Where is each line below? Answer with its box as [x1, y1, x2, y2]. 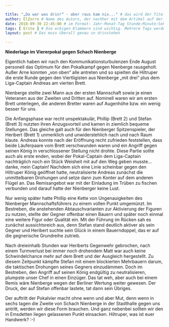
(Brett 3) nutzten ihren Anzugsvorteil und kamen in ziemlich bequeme [5, 121, 149, 127]
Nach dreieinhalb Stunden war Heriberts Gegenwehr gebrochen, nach [5, 243, 150, 249]
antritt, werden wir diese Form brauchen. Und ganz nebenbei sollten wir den [5, 306, 163, 312]
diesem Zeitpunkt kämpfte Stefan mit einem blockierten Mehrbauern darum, [5, 258, 163, 265]
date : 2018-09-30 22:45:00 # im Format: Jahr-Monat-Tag [5, 21, 125, 26]
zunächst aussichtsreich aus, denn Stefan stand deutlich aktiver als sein [5, 222, 155, 228]
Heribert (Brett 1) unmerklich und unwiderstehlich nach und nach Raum [5, 132, 152, 138]
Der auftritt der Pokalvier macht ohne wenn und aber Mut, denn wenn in [5, 295, 154, 301]
